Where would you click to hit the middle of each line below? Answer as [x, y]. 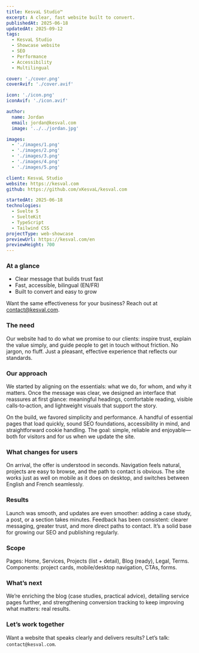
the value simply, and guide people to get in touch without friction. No [92, 345]
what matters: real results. [38, 609]
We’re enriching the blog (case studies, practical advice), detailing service [98, 596]
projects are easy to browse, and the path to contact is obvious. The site [96, 472]
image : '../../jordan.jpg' [45, 128]
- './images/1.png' [36, 145]
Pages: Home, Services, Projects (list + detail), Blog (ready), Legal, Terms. [98, 561]
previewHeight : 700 [31, 245]
